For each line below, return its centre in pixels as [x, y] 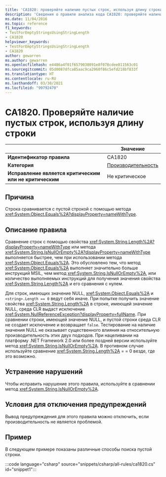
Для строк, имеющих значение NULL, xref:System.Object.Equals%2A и [79, 293]
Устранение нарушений [44, 372]
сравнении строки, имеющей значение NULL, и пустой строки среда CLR [83, 320]
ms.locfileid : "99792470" [32, 88]
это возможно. [21, 356]
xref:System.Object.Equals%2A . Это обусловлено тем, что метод [73, 263]
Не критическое [126, 176]
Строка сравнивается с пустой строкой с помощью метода [68, 209]
